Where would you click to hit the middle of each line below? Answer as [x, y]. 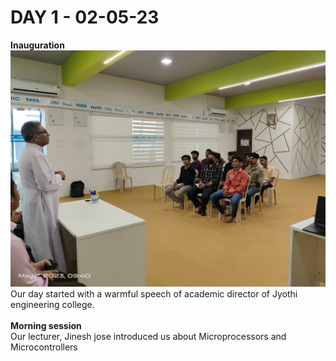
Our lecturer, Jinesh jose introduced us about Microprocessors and [148, 336]
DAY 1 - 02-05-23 [85, 17]
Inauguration [37, 45]
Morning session [46, 325]
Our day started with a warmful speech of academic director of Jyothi [154, 293]
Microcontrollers [44, 347]
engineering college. [52, 304]
